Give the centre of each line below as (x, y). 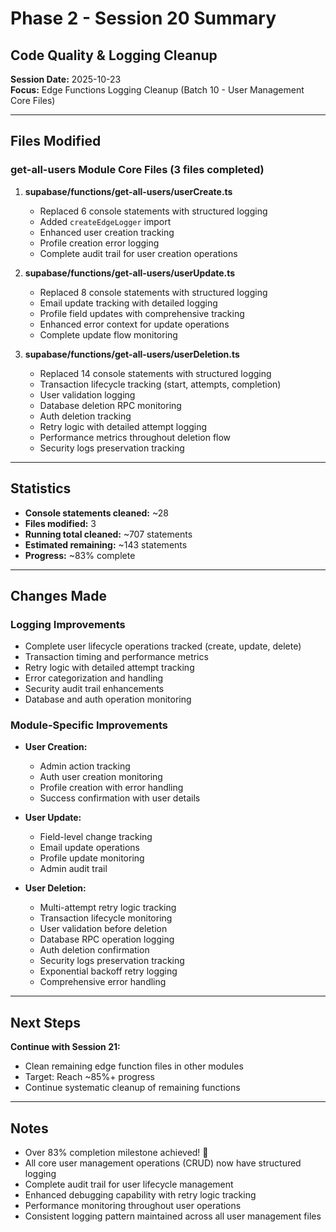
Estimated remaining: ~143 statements (106, 544)
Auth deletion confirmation (94, 950)
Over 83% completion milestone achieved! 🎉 (116, 1153)
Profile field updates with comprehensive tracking (142, 313)
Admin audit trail (73, 869)
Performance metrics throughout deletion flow (135, 437)
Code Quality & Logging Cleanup (114, 55)
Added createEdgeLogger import (105, 221)
